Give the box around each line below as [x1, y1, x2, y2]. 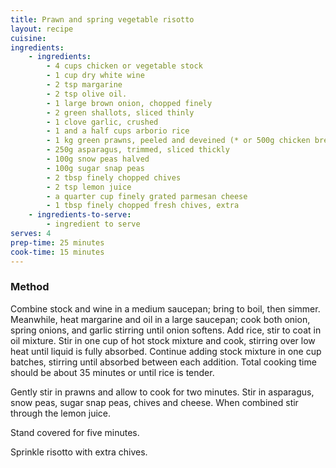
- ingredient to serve [46, 219, 141, 230]
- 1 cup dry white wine [46, 71, 145, 81]
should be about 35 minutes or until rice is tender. [10, 366, 215, 378]
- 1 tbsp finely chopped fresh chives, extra [46, 201, 240, 211]
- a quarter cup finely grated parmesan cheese [46, 191, 248, 201]
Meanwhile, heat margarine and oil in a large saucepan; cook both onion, [10, 313, 311, 325]
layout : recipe [10, 24, 74, 34]
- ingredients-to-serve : [28, 210, 132, 220]
